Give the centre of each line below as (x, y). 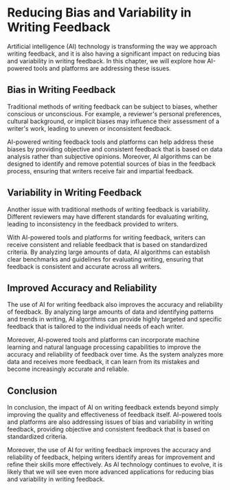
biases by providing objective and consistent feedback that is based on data (115, 149)
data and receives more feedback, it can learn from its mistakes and (103, 362)
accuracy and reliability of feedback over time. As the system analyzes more (115, 354)
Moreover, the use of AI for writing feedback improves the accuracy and (109, 450)
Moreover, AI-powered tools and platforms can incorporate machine (103, 340)
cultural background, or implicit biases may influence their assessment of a (113, 121)
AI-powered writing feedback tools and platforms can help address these (111, 142)
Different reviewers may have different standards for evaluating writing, (108, 216)
